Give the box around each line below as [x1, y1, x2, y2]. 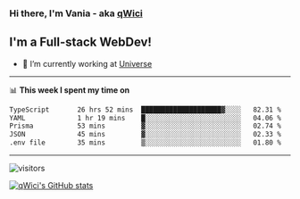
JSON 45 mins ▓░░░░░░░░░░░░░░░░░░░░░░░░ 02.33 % [9, 130, 281, 139]
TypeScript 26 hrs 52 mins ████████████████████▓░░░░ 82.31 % [9, 105, 281, 114]
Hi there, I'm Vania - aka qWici [9, 7, 143, 20]
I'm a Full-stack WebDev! [9, 35, 152, 50]
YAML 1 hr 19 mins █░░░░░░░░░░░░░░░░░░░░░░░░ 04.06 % [9, 113, 281, 122]
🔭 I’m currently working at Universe [21, 58, 153, 69]
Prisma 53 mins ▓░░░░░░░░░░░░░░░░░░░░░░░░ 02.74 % [9, 121, 281, 131]
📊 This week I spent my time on [9, 84, 130, 95]
